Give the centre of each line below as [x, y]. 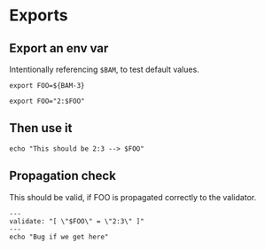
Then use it [41, 128]
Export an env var [59, 48]
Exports [39, 16]
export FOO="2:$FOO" [47, 101]
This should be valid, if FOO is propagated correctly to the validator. [133, 197]
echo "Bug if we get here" [59, 237]
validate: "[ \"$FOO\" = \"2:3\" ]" [77, 221]
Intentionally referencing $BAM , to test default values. [104, 69]
